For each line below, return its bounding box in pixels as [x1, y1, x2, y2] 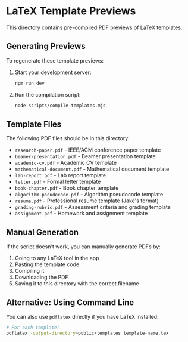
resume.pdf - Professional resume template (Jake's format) [14, 197, 159, 204]
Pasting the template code [14, 261, 80, 268]
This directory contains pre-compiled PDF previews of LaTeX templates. [6, 24, 183, 31]
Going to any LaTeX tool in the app [14, 255, 99, 262]
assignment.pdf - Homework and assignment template [14, 210, 148, 217]
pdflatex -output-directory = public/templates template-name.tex [6, 330, 169, 336]
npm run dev [14, 80, 45, 86]
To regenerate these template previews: [6, 57, 104, 64]
